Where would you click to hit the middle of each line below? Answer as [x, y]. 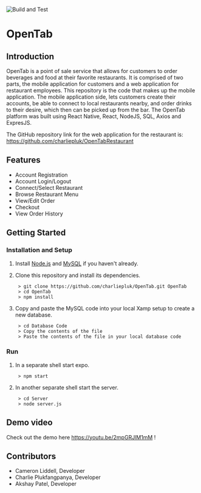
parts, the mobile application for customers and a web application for [93, 84]
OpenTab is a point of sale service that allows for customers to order [92, 71]
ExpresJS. [19, 123]
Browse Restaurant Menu [47, 194]
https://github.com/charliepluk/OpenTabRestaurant [70, 141]
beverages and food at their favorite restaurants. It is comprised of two [95, 77]
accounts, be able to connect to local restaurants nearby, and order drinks [99, 103]
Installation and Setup [39, 250]
